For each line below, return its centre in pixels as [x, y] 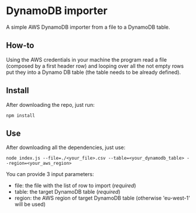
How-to [20, 45]
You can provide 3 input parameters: [50, 174]
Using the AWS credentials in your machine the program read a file [87, 59]
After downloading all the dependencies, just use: [66, 147]
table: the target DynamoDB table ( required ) [67, 192]
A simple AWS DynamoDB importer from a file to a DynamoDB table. [88, 27]
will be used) [30, 204]
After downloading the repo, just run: [50, 104]
